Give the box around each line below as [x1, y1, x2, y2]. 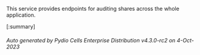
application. [6, 11, 36, 19]
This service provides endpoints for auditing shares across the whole [6, 5, 179, 12]
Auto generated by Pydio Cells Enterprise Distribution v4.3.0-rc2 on [6, 36, 176, 44]
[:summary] [6, 23, 35, 30]
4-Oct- [176, 36, 195, 44]
